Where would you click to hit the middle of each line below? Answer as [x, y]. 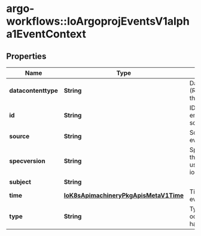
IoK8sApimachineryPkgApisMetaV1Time [124, 195]
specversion [28, 161]
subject [20, 182]
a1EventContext [46, 34]
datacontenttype [34, 90]
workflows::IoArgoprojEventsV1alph [98, 21]
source [19, 136]
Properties [26, 56]
